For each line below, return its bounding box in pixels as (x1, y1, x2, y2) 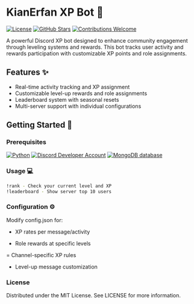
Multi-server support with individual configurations (14, 102, 142, 110)
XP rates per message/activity (14, 228, 90, 235)
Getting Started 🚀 (6, 120, 73, 130)
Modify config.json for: (6, 216, 63, 223)
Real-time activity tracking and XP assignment (14, 83, 130, 90)
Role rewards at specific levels (14, 240, 91, 247)
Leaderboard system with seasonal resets (14, 96, 119, 103)
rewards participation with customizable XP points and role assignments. (6, 49, 187, 57)
